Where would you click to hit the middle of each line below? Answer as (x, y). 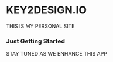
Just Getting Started (36, 41)
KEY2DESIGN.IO (46, 10)
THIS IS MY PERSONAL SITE (40, 26)
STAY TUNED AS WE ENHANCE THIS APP (56, 54)
